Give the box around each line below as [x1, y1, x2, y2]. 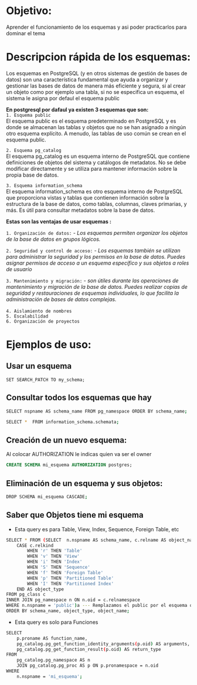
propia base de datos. [6, 171, 59, 178]
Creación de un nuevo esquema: [6, 435, 127, 445]
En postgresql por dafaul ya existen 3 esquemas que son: [6, 106, 149, 113]
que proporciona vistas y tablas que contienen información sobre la [6, 194, 169, 201]
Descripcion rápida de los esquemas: [6, 50, 191, 64]
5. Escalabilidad [6, 313, 49, 319]
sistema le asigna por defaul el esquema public [6, 95, 120, 102]
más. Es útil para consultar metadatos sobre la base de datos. [6, 207, 155, 214]
